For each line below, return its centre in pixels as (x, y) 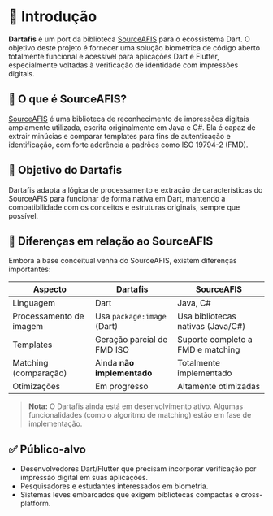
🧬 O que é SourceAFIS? (68, 100)
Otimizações (37, 387)
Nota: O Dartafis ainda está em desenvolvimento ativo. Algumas (136, 406)
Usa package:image (130, 316)
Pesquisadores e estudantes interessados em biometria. (114, 486)
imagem (28, 327)
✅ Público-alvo (48, 449)
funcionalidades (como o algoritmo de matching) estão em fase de (140, 415)
